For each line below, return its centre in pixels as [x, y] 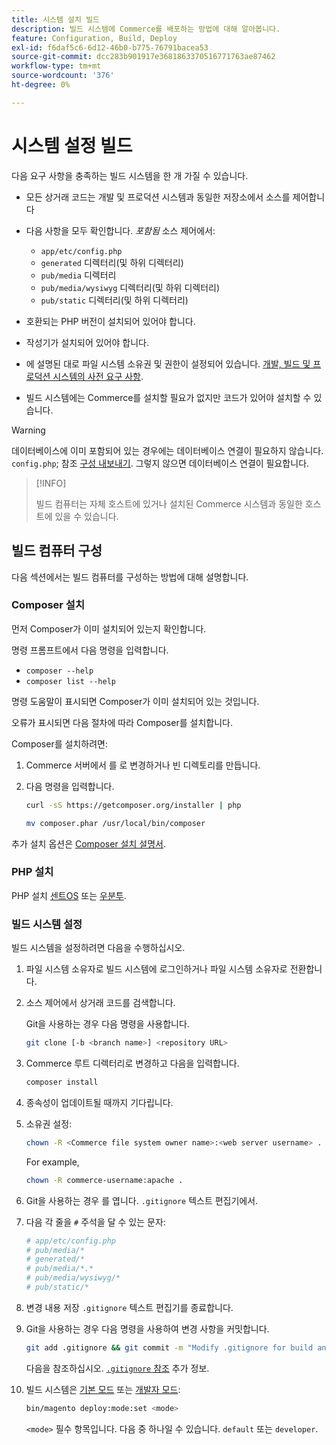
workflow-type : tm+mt [56, 66]
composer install [62, 1082]
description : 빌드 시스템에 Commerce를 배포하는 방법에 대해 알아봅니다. [146, 29]
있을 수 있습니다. [86, 516]
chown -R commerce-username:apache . [104, 1180]
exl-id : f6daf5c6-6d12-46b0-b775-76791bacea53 [110, 47]
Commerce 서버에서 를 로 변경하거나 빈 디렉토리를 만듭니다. [143, 765]
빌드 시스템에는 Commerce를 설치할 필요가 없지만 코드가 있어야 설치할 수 [168, 397]
